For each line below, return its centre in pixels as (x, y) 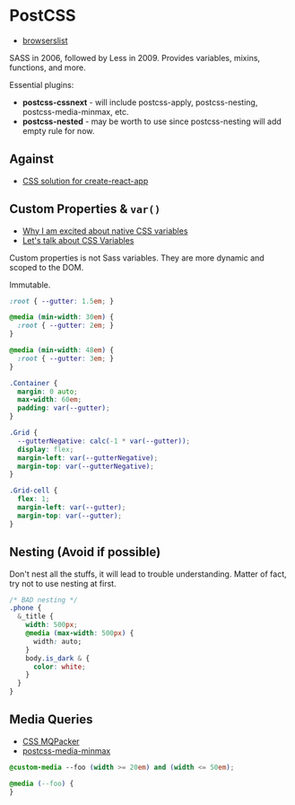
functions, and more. (48, 67)
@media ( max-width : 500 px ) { (80, 633)
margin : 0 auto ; (48, 392)
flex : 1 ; (34, 500)
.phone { (26, 608)
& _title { (35, 616)
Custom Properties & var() (85, 209)
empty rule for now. (58, 130)
